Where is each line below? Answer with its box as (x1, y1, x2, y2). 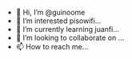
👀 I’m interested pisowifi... (15, 16, 102, 26)
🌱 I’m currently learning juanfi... (15, 25, 120, 33)
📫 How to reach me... (15, 42, 89, 51)
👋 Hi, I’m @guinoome (15, 8, 86, 17)
